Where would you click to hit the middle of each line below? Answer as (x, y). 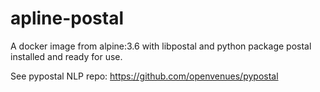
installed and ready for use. (66, 56)
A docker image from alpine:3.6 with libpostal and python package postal (161, 46)
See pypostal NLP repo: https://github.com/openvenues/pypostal (144, 76)
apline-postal (67, 18)
